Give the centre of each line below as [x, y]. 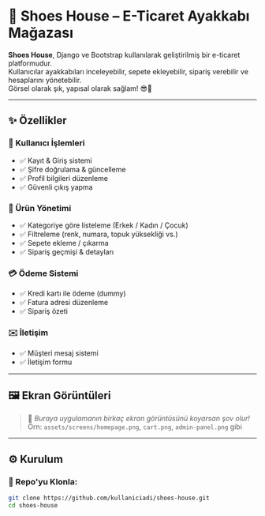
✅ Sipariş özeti [44, 311]
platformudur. [30, 63]
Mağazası [41, 33]
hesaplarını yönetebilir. [45, 80]
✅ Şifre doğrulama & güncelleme [73, 169]
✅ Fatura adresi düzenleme [64, 303]
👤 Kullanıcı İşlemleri [47, 143]
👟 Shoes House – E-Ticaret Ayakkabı [129, 16]
